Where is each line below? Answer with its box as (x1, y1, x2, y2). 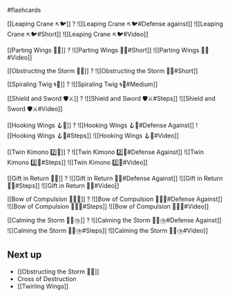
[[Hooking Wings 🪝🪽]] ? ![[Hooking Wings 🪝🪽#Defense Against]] (7, 121, 195, 129)
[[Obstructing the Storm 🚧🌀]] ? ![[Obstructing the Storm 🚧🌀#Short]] (7, 67, 198, 75)
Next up (7, 249, 42, 261)
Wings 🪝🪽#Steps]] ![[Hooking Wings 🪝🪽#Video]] (37, 131, 180, 140)
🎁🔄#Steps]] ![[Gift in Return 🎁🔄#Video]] (7, 182, 119, 189)
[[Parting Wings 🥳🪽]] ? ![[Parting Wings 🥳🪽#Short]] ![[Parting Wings (7, 46, 200, 54)
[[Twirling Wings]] (17, 282, 69, 290)
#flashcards (7, 6, 41, 14)
